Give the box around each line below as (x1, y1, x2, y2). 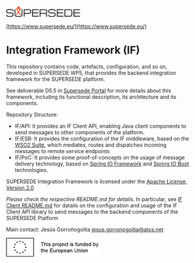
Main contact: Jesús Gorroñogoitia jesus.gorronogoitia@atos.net (6, 226, 164, 233)
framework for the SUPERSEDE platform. (6, 75, 105, 83)
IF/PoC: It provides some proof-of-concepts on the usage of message (14, 154, 185, 161)
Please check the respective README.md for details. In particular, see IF (6, 196, 183, 203)
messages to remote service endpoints (14, 147, 110, 154)
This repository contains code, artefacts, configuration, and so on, (6, 63, 167, 70)
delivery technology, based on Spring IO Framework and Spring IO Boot (14, 160, 189, 167)
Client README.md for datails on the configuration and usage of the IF (6, 202, 178, 209)
